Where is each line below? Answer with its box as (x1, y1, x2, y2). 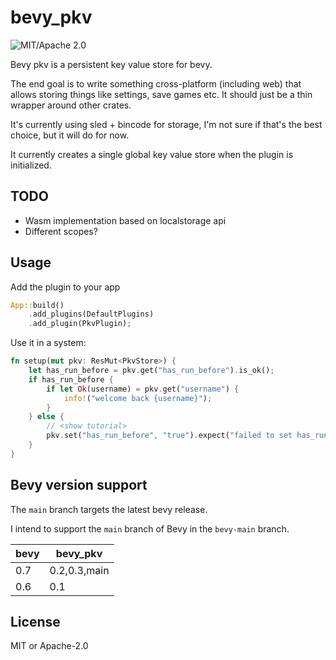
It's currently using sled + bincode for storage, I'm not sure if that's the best (10, 118, 323, 130)
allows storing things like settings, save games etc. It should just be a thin (10, 88, 313, 100)
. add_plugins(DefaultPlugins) (28, 309, 155, 320)
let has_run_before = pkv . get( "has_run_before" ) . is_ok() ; (28, 366, 275, 376)
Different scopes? (24, 225, 98, 237)
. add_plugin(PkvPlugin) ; (28, 319, 132, 329)
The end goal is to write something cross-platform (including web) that (10, 77, 302, 90)
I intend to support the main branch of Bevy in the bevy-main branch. (10, 522, 290, 535)
